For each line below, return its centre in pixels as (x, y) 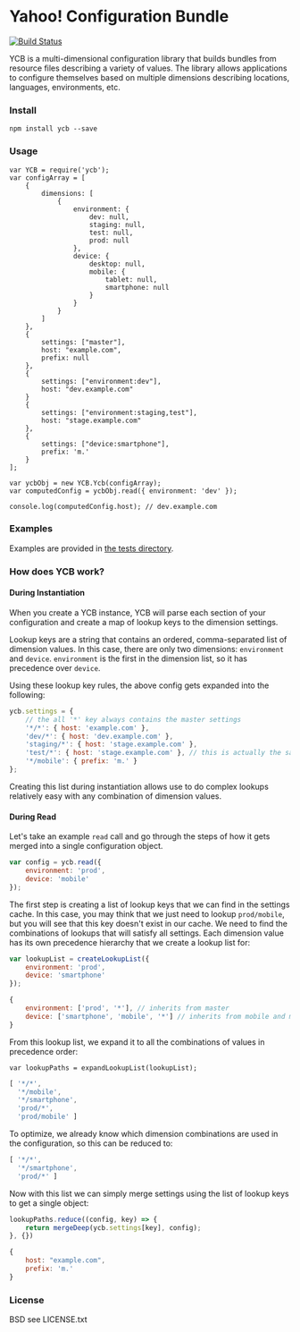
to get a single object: (49, 1203)
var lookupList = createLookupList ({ (79, 959)
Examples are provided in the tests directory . (92, 548)
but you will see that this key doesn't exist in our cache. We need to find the (149, 923)
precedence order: (44, 1051)
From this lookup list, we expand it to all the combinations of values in (137, 1042)
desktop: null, (117, 264)
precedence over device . (55, 667)
